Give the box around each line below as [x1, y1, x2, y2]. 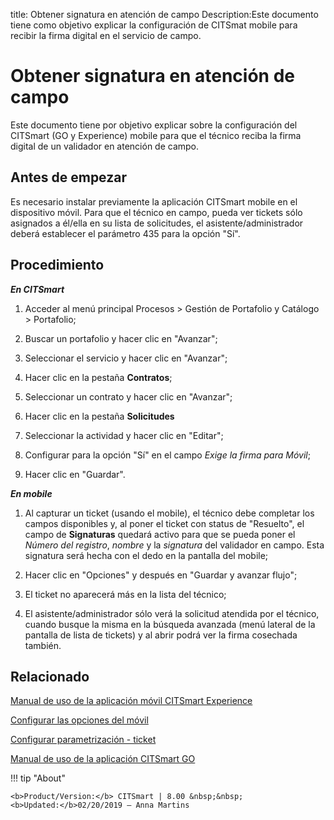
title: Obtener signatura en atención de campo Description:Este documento [10, 9, 319, 20]
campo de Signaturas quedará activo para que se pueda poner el [24, 528, 296, 540]
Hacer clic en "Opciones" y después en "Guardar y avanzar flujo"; [24, 569, 298, 581]
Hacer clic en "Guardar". [24, 468, 126, 480]
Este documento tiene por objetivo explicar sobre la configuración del [10, 119, 298, 131]
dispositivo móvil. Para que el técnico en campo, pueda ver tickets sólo [10, 206, 303, 218]
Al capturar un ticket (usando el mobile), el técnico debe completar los [24, 507, 315, 519]
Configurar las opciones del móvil [10, 714, 149, 726]
